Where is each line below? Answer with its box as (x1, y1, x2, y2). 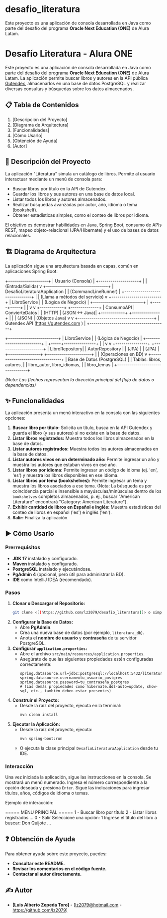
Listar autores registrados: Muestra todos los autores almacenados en (12, 446, 159, 452)
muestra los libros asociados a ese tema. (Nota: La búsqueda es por (12, 483, 152, 489)
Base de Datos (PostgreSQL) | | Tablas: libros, (68, 356, 162, 362)
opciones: (5, 415, 26, 421)
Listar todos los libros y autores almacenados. (12, 196, 107, 202)
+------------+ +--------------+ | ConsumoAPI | (36, 305, 135, 310)
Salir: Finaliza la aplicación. (12, 515, 69, 521)
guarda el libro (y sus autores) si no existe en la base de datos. (12, 430, 141, 436)
